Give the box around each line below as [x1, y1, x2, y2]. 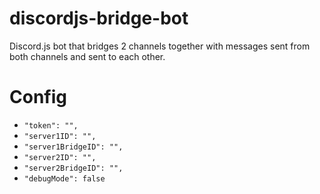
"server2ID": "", [23, 152, 97, 162]
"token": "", [23, 120, 79, 131]
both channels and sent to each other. [9, 50, 166, 62]
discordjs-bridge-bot [9, 7, 189, 30]
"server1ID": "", [23, 131, 97, 141]
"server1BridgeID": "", [23, 142, 124, 152]
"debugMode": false [23, 173, 106, 184]
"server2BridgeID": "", [23, 163, 124, 173]
